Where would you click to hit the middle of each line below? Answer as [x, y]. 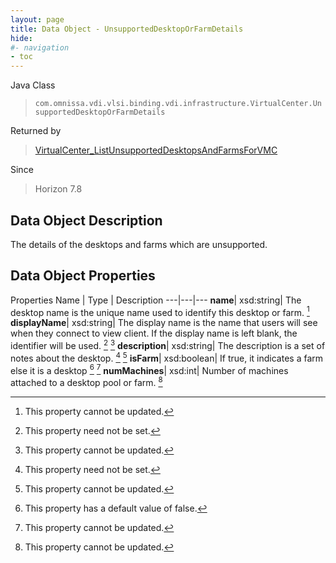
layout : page [37, 19]
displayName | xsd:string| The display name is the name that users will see [164, 323]
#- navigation [40, 47]
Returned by [36, 131]
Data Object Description [86, 220]
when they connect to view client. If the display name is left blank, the [154, 333]
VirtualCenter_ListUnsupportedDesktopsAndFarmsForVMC [156, 150]
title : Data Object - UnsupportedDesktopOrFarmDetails [127, 29]
